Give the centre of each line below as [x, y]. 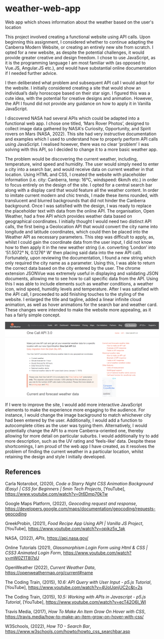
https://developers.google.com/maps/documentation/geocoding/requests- [80, 509]
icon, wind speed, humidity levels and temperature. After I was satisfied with [82, 289]
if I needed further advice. [31, 73]
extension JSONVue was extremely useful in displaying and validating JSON [82, 273]
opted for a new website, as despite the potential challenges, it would [75, 52]
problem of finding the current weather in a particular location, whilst [74, 451]
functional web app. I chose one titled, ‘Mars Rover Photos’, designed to [77, 123]
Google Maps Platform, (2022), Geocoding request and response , [71, 504]
